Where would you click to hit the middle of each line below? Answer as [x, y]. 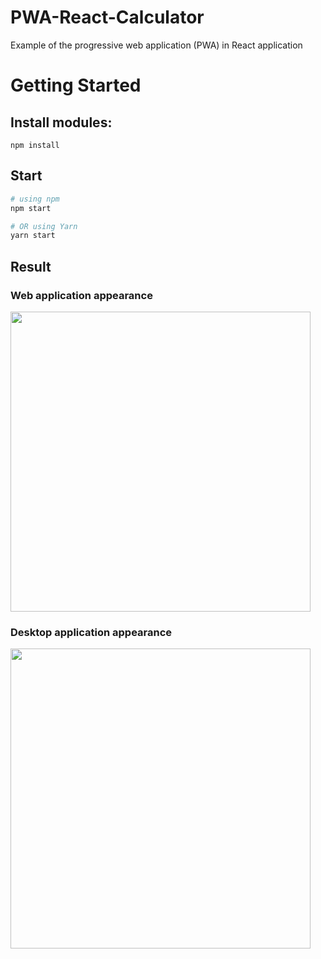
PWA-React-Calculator [107, 17]
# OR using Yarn [44, 226]
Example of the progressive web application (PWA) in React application [156, 45]
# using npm [35, 199]
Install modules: [61, 122]
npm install [35, 145]
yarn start [33, 236]
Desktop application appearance [91, 632]
